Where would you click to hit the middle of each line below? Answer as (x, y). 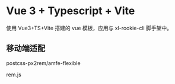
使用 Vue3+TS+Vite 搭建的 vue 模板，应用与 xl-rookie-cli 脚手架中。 (89, 28)
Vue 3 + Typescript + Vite (71, 11)
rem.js (14, 75)
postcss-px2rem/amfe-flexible (44, 63)
